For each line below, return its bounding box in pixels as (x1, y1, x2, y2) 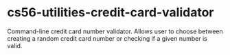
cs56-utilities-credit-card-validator (7, 5, 214, 20)
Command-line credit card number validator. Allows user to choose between (7, 27, 223, 35)
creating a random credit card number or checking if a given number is (7, 34, 208, 42)
